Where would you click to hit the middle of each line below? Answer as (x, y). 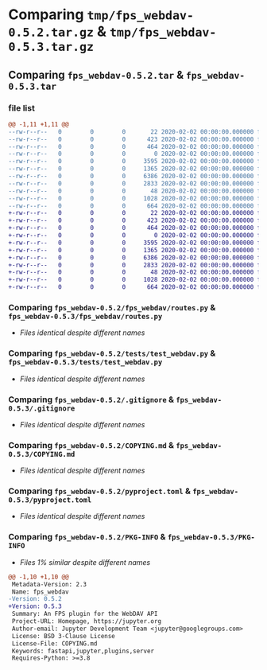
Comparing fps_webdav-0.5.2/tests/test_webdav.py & (112, 353)
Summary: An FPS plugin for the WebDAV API (85, 614)
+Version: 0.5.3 (35, 606)
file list (22, 107)
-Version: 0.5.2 (35, 599)
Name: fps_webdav (40, 592)
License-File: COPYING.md (54, 643)
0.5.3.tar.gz (51, 47)
